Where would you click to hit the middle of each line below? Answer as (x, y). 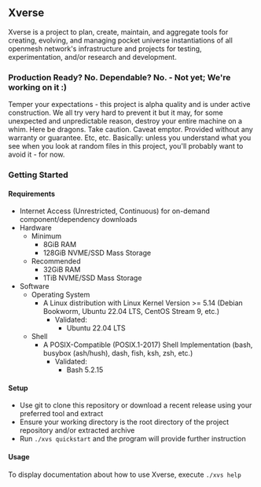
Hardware (36, 228)
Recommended (56, 261)
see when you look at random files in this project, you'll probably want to (126, 146)
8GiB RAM (60, 245)
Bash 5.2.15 (85, 370)
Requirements (32, 194)
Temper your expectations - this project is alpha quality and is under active (129, 105)
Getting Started (38, 175)
